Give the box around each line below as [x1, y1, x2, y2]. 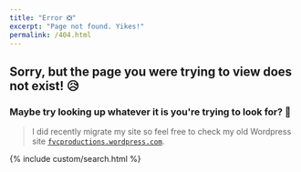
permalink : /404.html [9, 30, 92, 39]
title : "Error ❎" [9, 13, 77, 23]
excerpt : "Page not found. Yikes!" [9, 22, 145, 31]
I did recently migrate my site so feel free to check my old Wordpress [31, 126, 292, 137]
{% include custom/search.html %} [9, 154, 141, 165]
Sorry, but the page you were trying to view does [9, 64, 293, 79]
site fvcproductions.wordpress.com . [31, 136, 165, 147]
